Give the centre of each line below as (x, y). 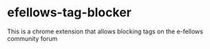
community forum (32, 38)
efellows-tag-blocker (70, 13)
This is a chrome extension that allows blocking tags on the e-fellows (105, 31)
